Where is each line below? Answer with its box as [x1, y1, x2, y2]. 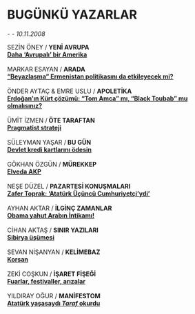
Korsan [7, 255, 29, 263]
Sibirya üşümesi [7, 233, 55, 241]
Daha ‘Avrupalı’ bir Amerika [7, 50, 88, 59]
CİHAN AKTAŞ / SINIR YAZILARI [7, 226, 99, 234]
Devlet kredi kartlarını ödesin [7, 145, 92, 154]
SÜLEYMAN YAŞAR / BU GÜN [7, 138, 92, 146]
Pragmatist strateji [7, 123, 62, 132]
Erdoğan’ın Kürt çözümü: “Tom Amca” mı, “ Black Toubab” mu [7, 94, 188, 103]
